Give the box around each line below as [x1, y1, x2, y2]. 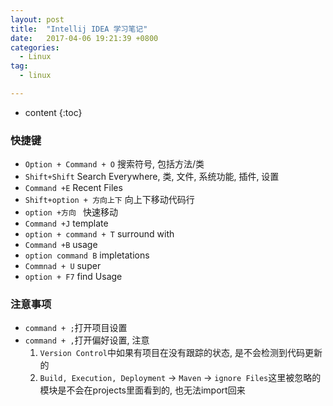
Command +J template [24, 217, 109, 230]
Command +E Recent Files [24, 182, 123, 194]
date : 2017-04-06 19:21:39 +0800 [10, 33, 159, 43]
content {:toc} [24, 106, 83, 118]
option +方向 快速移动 [24, 206, 118, 218]
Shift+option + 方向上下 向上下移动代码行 [24, 194, 195, 206]
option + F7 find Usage [24, 271, 123, 283]
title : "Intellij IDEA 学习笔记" [10, 24, 148, 34]
